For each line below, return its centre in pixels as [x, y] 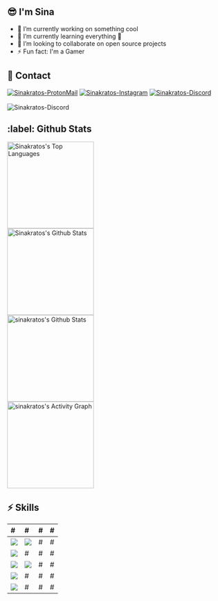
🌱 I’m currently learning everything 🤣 [70, 36]
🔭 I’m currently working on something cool [78, 28]
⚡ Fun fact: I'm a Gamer [51, 51]
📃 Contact [29, 76]
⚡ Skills [23, 507]
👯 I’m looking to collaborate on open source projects [92, 43]
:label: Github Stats [49, 129]
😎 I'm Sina [31, 12]
